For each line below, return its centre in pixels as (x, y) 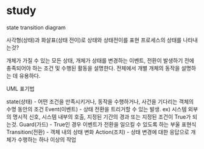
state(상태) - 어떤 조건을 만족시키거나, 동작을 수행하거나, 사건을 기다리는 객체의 (100, 102)
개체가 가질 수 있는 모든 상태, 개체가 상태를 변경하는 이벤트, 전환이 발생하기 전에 (100, 60)
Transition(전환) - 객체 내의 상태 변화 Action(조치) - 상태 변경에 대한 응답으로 (98, 132)
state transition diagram (36, 27)
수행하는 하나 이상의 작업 (47, 139)
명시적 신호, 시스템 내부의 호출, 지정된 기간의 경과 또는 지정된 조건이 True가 (102, 117)
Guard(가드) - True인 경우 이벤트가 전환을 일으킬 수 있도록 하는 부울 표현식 (108, 124)
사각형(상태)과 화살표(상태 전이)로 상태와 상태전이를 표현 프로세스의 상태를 (94, 40)
